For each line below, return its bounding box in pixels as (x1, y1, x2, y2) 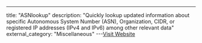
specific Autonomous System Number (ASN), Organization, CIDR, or (6, 18, 175, 25)
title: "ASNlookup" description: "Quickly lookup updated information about (6, 12, 190, 18)
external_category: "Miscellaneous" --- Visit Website (6, 31, 135, 37)
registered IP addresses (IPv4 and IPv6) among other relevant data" (6, 24, 174, 31)
